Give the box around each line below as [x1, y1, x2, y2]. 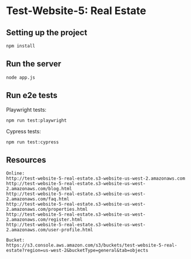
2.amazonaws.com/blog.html [6, 186, 72, 192]
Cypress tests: [6, 127, 41, 134]
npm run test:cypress [6, 139, 59, 145]
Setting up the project [6, 28, 88, 38]
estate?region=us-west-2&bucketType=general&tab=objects [6, 248, 149, 254]
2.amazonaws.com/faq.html [6, 196, 69, 202]
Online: [6, 170, 25, 177]
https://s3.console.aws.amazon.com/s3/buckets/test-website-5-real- [6, 243, 177, 248]
